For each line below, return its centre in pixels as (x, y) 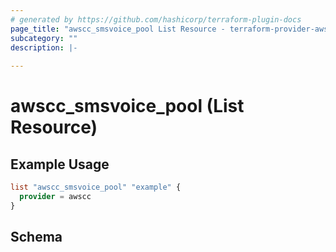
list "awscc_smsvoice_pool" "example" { (96, 187)
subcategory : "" (44, 38)
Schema (36, 237)
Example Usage (60, 164)
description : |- (44, 47)
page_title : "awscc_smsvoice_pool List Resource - (118, 29)
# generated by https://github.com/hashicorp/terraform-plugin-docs (156, 19)
